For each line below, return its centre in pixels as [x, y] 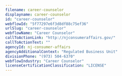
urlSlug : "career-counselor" [36, 28]
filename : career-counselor [35, 10]
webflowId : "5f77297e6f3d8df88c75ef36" [47, 24]
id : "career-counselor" [30, 19]
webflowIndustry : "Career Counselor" [45, 61]
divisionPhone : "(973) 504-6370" [40, 56]
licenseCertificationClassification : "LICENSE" [56, 65]
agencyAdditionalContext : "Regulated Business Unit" [62, 51]
